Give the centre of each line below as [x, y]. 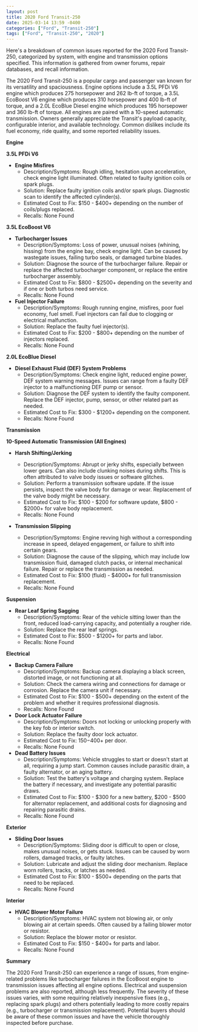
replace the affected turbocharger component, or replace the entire [106, 270]
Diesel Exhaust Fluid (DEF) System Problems [70, 368]
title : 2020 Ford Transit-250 [43, 17]
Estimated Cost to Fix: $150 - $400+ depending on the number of [103, 203]
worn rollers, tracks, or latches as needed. [75, 871]
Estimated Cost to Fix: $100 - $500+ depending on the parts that [102, 876]
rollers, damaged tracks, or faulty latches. [74, 858]
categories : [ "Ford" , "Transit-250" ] [53, 28]
